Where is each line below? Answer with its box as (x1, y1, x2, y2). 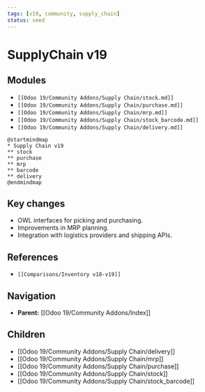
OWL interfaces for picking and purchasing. (17, 216, 143, 225)
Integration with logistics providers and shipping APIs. (17, 231, 172, 239)
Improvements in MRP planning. (17, 224, 109, 232)
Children (7, 329, 45, 340)
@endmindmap (7, 179, 42, 186)
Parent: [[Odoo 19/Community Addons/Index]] (17, 308, 151, 317)
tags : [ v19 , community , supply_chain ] (7, 10, 120, 17)
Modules (7, 75, 47, 86)
